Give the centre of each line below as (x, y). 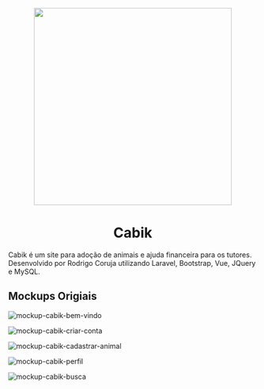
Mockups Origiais (53, 296)
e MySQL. (25, 271)
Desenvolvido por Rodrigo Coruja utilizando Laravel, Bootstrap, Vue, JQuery (132, 263)
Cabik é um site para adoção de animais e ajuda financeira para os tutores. (130, 254)
